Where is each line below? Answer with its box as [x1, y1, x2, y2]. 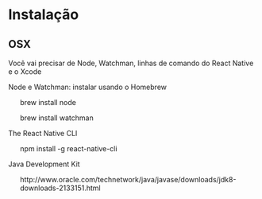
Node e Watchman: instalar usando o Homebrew [8, 82, 168, 92]
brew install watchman [19, 113, 94, 123]
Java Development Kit [8, 159, 81, 169]
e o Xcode [8, 67, 42, 76]
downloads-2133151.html [19, 183, 101, 193]
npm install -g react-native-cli [19, 144, 118, 153]
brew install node [19, 98, 77, 107]
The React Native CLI [8, 129, 78, 138]
